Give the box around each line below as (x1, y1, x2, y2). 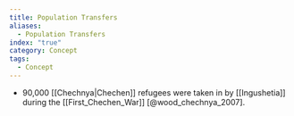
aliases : (9, 21, 42, 30)
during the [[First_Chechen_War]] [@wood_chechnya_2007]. (21, 96, 246, 107)
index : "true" (9, 37, 63, 47)
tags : (9, 54, 29, 63)
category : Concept (9, 46, 78, 55)
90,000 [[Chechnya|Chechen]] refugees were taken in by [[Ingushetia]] (21, 87, 286, 98)
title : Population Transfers (9, 12, 118, 22)
